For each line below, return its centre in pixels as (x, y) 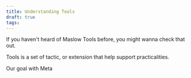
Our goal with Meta (29, 69)
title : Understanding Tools (41, 12)
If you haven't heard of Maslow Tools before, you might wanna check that (95, 40)
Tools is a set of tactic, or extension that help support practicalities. (88, 57)
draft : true (21, 17)
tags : (13, 22)
